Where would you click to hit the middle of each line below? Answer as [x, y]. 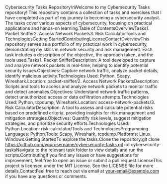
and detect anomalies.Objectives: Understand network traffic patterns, [77, 92]
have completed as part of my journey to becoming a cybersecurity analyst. [83, 18]
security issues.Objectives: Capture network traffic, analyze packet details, [82, 71]
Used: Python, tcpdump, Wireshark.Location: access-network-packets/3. [80, 102]
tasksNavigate [20, 150]
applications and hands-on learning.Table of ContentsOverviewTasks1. [77, 28]
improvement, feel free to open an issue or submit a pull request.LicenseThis [83, 160]
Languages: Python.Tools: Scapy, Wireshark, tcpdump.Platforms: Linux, [79, 134]
